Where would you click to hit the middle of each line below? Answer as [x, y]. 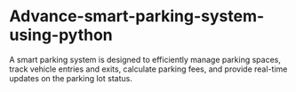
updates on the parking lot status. [71, 78]
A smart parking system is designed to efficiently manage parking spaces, [145, 59]
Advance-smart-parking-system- [137, 16]
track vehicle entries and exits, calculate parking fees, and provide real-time [148, 69]
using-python [61, 35]
